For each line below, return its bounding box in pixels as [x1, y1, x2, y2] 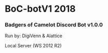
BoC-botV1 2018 [5, 3, 76, 15]
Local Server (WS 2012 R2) [5, 43, 62, 49]
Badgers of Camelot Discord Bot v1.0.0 [5, 21, 103, 29]
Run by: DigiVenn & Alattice [5, 33, 62, 39]
